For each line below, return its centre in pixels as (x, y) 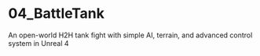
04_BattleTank (56, 14)
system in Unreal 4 (38, 43)
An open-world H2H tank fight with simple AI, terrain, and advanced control (130, 35)
